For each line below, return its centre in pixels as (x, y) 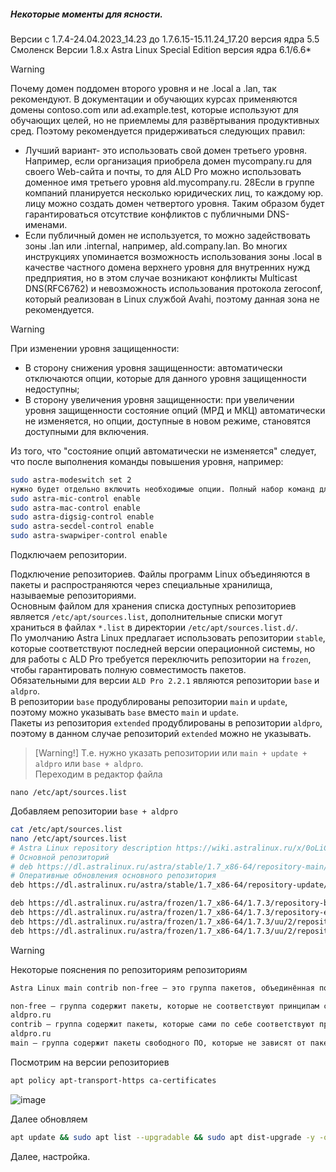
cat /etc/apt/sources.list (66, 830)
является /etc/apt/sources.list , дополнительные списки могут (146, 617)
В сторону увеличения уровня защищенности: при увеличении (159, 399)
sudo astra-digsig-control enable (82, 517)
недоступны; (52, 389)
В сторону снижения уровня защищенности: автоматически (153, 367)
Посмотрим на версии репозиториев (90, 1062)
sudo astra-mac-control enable (75, 508)
